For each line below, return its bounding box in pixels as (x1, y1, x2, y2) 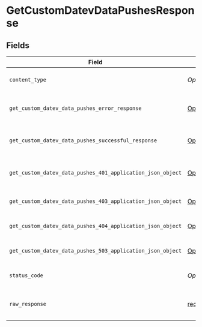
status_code (9, 272, 44, 279)
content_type (9, 76, 47, 83)
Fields (6, 40, 30, 50)
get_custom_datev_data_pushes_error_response (9, 105, 142, 112)
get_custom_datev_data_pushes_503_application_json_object (9, 247, 182, 254)
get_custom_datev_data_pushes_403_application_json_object (9, 198, 182, 205)
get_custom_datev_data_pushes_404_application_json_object (9, 223, 182, 229)
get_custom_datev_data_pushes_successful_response (9, 137, 158, 144)
